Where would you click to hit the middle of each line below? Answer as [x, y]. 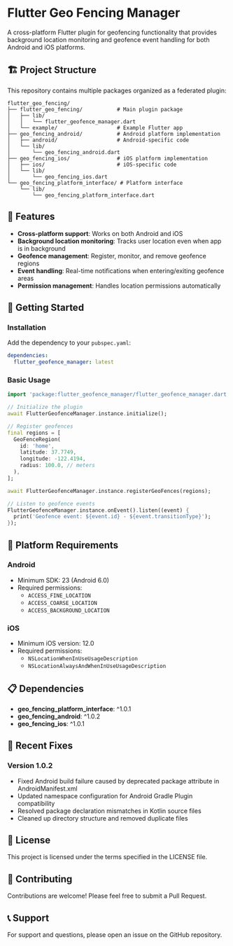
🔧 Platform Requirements [63, 545]
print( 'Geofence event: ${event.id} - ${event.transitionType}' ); [112, 517]
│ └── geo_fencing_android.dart [64, 152]
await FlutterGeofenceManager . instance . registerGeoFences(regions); [109, 491]
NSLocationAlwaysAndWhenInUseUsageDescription [97, 667]
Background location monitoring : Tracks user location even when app [119, 241]
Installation [27, 327]
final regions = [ [34, 433]
